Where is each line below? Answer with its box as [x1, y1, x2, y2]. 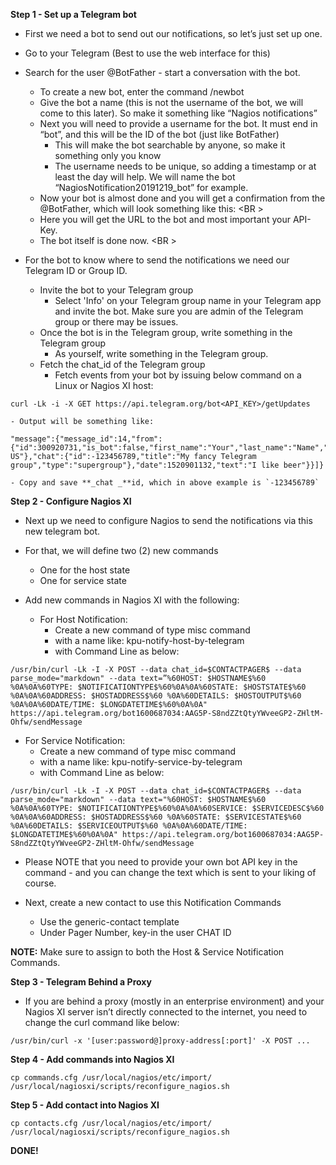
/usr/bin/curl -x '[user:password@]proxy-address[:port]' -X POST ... [10, 1036, 311, 1046]
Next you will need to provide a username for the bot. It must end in [39, 118, 318, 129]
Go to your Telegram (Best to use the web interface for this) [24, 47, 271, 59]
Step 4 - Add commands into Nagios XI [10, 1054, 175, 1065]
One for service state [39, 575, 127, 586]
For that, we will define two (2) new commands [24, 545, 219, 556]
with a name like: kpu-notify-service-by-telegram [39, 756, 243, 768]
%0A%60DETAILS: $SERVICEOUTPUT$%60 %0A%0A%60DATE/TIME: [10, 821, 248, 831]
